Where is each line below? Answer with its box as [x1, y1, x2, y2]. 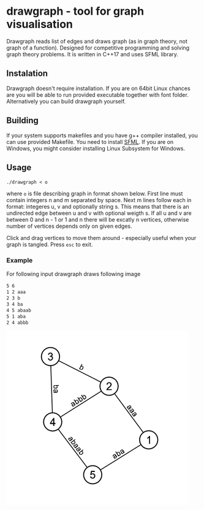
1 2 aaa [6, 289, 26, 295]
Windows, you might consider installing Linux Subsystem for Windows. [6, 144, 186, 152]
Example [6, 256, 33, 264]
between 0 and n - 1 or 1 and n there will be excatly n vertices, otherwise [6, 216, 189, 223]
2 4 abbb [6, 320, 29, 326]
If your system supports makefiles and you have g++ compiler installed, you [6, 132, 198, 139]
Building [6, 115, 39, 126]
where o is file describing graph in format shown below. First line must [6, 190, 183, 197]
